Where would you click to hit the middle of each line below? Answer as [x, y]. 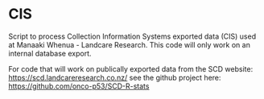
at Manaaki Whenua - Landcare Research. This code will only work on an [130, 44]
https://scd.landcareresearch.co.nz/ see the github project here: [115, 77]
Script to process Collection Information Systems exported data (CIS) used [132, 36]
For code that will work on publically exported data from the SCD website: [131, 68]
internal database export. [50, 53]
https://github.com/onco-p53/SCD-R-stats [79, 86]
